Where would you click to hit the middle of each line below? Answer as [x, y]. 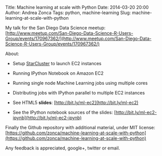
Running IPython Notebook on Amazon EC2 [58, 73]
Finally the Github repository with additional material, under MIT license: [80, 127]
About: [12, 54]
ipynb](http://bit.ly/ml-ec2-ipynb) [47, 118]
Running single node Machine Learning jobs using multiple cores [80, 83]
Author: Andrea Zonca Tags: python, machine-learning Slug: [68, 13]
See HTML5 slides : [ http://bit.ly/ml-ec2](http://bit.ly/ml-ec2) [75, 102]
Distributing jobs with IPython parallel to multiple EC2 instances [79, 93]
